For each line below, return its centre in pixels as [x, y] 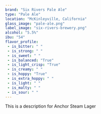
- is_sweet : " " [24, 56]
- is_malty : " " [24, 88]
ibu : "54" [15, 38]
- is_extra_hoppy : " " [31, 78]
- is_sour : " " [23, 92]
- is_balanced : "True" [31, 60]
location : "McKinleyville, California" [46, 19]
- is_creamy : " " [25, 70]
